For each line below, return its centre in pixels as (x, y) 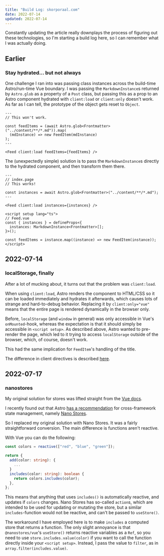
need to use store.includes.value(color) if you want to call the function (78, 538)
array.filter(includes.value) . (36, 548)
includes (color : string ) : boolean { (47, 474)
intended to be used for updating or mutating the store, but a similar (73, 507)
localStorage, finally (30, 273)
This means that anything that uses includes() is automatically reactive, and (82, 497)
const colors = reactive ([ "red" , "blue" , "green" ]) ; (60, 447)
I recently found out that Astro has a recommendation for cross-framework (80, 408)
